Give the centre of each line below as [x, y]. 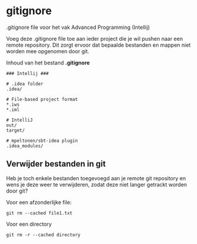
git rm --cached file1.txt [39, 213]
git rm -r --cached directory [43, 235]
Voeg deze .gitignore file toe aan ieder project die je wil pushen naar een [95, 38]
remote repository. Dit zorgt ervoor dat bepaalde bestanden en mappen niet [98, 45]
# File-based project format [42, 99]
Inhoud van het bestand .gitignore [48, 63]
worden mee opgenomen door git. [48, 51]
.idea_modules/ [25, 146]
